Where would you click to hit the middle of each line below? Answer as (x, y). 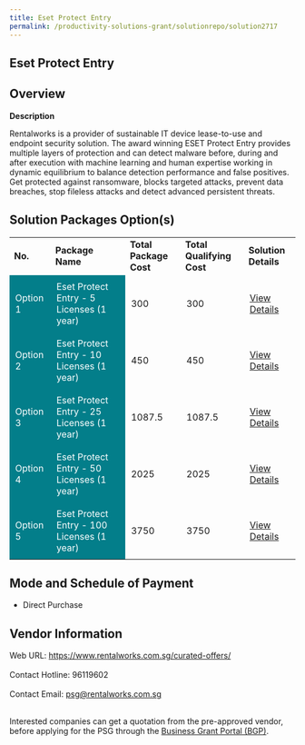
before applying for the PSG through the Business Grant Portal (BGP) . (139, 731)
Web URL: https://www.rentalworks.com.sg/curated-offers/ (120, 656)
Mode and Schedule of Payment (102, 583)
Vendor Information (66, 634)
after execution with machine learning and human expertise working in (141, 162)
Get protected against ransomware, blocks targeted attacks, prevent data (147, 182)
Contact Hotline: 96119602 (59, 675)
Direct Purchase (53, 605)
